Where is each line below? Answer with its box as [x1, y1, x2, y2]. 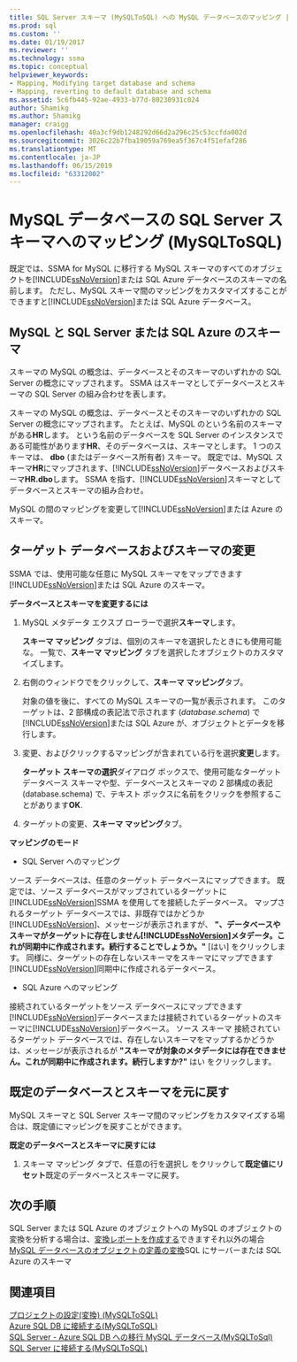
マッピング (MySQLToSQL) [87, 232, 283, 252]
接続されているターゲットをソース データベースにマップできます [9, 1001, 243, 1012]
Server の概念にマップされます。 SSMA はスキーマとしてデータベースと [9, 378, 270, 388]
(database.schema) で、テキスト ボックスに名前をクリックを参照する [21, 789, 275, 799]
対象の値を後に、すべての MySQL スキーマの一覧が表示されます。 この [21, 696, 278, 706]
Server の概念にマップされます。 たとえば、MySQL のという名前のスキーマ [9, 419, 283, 429]
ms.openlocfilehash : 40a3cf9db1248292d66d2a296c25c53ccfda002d [9, 128, 247, 137]
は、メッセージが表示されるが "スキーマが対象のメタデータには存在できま [9, 1045, 278, 1056]
